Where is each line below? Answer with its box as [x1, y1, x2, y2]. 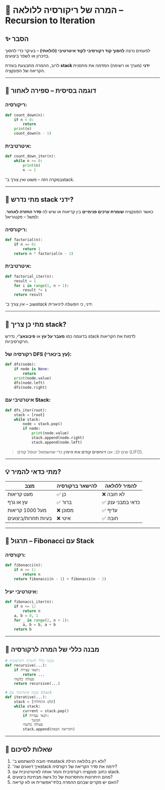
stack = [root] [14, 412, 45, 417]
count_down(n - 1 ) [14, 131, 52, 136]
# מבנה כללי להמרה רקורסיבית [5, 658, 54, 663]
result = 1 [14, 278, 36, 283]
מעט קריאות [7, 490, 33, 497]
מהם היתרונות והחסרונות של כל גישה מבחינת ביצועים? [12, 774, 113, 780]
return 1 [23, 246, 41, 251]
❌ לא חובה [102, 490, 125, 497]
